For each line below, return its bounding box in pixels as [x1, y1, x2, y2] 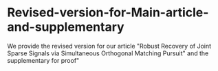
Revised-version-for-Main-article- [7, 5, 209, 20]
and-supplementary [7, 19, 125, 35]
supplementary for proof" [7, 56, 80, 64]
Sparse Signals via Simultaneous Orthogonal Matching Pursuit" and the [7, 49, 209, 57]
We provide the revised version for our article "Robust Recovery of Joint [7, 42, 212, 50]
